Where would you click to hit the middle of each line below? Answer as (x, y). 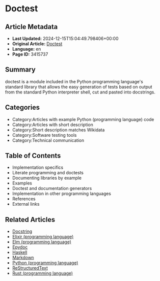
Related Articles (30, 219)
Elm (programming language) (42, 242)
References (24, 199)
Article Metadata (31, 27)
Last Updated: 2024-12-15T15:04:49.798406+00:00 (65, 38)
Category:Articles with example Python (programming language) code (83, 119)
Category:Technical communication (48, 140)
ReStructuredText (30, 268)
